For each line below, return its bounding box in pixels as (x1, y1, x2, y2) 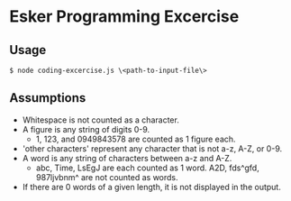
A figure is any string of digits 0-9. (22, 123, 150, 134)
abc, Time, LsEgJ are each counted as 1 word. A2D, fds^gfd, (35, 162, 259, 173)
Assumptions (9, 90, 86, 105)
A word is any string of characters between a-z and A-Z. (22, 152, 232, 163)
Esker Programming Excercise (9, 6, 240, 27)
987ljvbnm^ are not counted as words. (35, 171, 178, 182)
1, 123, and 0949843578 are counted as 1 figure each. (35, 133, 236, 144)
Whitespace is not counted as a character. (22, 114, 180, 125)
